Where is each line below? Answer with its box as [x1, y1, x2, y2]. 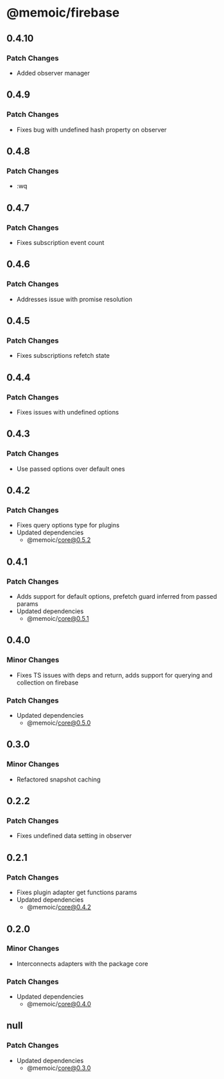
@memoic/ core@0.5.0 [26, 718, 91, 727]
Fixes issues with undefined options [16, 408, 119, 416]
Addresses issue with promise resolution [16, 295, 133, 303]
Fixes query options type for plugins [16, 521, 120, 529]
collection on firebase [16, 678, 79, 687]
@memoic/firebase [6, 5, 120, 21]
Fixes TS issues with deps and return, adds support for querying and [16, 671, 213, 679]
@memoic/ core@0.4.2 [26, 903, 91, 912]
